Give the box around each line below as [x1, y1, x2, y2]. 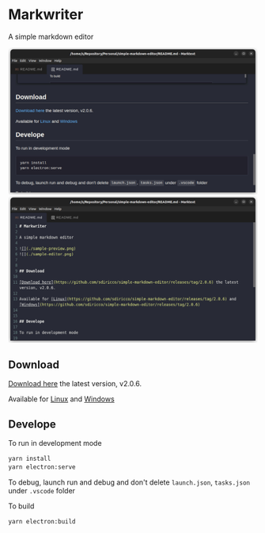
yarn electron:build [8, 517, 77, 525]
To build [8, 501, 35, 511]
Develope [8, 417, 57, 431]
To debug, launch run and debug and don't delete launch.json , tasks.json [8, 477, 251, 487]
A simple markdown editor [8, 32, 94, 41]
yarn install [8, 454, 51, 463]
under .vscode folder [8, 485, 76, 495]
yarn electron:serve [8, 463, 77, 471]
